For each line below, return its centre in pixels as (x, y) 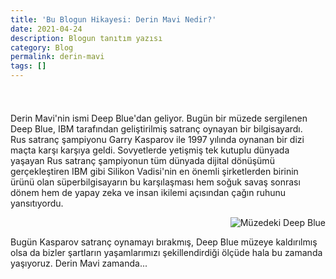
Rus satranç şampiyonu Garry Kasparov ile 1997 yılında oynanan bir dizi (157, 139)
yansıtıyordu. (37, 203)
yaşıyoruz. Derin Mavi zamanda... (79, 263)
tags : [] (28, 66)
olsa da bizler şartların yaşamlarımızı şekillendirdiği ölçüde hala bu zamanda (166, 252)
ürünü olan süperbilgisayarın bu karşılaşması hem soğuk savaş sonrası (155, 182)
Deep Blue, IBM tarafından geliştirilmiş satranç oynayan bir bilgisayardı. (156, 129)
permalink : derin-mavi (57, 57)
